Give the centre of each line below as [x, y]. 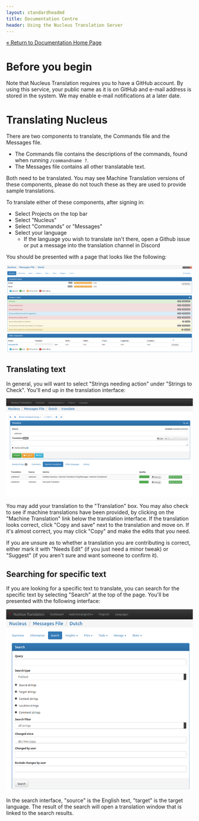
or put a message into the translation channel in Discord [92, 245]
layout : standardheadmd [36, 12]
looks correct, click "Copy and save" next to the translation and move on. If [98, 525]
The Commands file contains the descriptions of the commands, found [101, 154]
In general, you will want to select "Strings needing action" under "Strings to [99, 384]
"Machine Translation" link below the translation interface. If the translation [97, 519]
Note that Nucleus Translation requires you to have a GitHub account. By [95, 83]
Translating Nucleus [57, 120]
